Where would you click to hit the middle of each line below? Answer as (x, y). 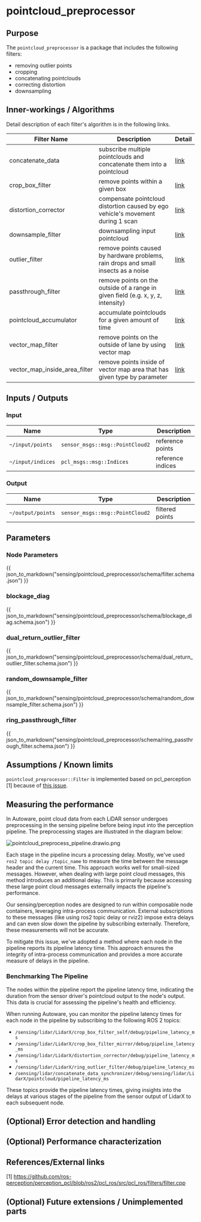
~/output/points (32, 513)
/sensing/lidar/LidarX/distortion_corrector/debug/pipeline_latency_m (105, 1055)
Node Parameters (32, 555)
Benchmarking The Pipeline (47, 976)
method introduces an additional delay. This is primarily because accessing (99, 880)
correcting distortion (40, 85)
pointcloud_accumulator (43, 320)
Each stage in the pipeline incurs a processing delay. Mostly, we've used (96, 855)
